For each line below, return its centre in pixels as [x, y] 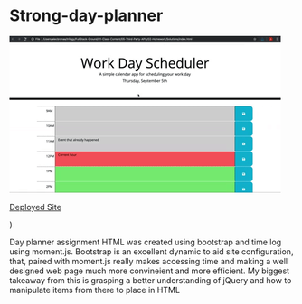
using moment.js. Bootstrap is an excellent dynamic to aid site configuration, [151, 251]
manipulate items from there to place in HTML [95, 290]
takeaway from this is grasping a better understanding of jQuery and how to [151, 280]
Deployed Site [35, 207]
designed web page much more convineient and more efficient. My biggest [150, 271]
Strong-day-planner [86, 16]
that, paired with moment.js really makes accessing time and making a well [149, 261]
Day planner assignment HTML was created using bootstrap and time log [146, 242]
